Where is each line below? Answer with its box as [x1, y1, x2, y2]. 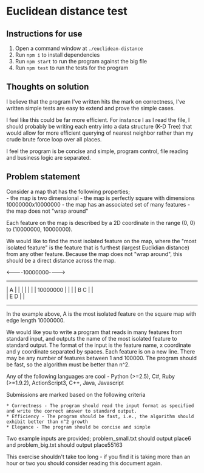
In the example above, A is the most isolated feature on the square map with [6, 310, 197, 318]
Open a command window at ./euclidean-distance [15, 44, 143, 52]
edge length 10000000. [6, 316, 65, 324]
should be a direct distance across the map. [6, 257, 117, 264]
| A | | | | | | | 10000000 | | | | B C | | [6, 286, 93, 293]
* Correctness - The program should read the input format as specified [6, 402, 194, 409]
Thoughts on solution [6, 82, 89, 92]
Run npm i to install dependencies [15, 51, 100, 59]
